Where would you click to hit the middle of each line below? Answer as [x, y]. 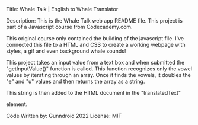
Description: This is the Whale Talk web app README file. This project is [94, 20]
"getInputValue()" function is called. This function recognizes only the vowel [99, 69]
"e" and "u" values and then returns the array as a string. [76, 81]
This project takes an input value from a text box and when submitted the [95, 62]
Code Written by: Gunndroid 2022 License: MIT [64, 116]
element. [17, 104]
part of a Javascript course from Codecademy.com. [69, 27]
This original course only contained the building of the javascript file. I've [95, 38]
